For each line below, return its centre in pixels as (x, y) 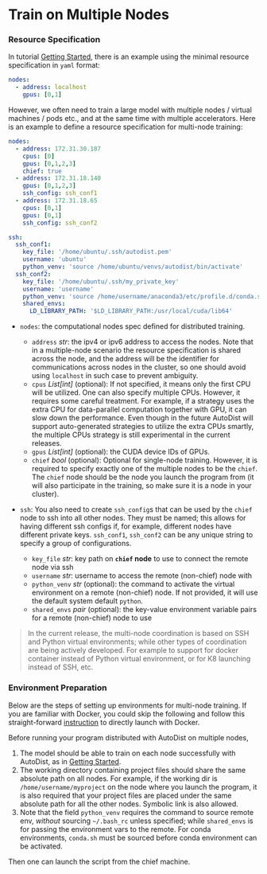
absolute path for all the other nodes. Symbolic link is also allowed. (129, 804)
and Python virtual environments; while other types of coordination (137, 642)
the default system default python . (87, 601)
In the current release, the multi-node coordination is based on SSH (138, 634)
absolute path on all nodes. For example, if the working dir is (118, 778)
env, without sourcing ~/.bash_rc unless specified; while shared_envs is (136, 821)
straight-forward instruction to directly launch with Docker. (104, 722)
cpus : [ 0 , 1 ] (42, 208)
